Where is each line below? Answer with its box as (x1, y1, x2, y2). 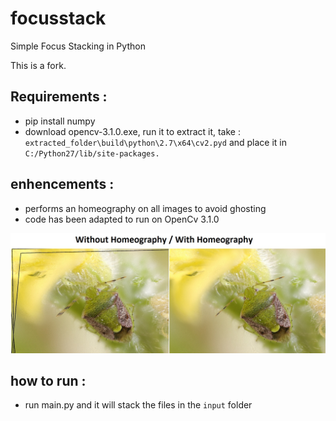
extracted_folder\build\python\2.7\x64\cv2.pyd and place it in (24, 136, 288, 148)
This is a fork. (10, 59, 67, 71)
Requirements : (10, 88, 108, 106)
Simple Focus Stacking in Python (10, 40, 146, 52)
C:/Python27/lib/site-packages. (24, 148, 160, 159)
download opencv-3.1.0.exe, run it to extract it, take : (24, 125, 241, 137)
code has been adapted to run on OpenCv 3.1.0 (24, 213, 220, 225)
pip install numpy (24, 115, 96, 127)
